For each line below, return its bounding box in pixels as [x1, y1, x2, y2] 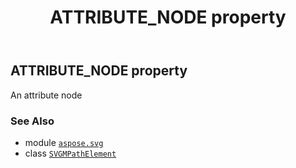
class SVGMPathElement [24, 147, 117, 159]
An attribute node [10, 89, 83, 101]
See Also [10, 114, 55, 128]
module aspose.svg [24, 136, 104, 148]
